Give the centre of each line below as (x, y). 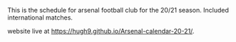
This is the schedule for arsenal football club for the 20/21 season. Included (118, 10)
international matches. (40, 17)
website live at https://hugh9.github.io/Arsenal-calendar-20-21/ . (101, 31)
